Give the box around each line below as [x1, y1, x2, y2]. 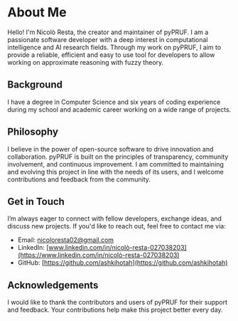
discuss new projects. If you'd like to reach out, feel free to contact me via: [7, 222, 226, 231]
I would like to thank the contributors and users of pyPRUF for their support [7, 298, 228, 307]
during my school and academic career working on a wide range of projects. [7, 105, 232, 114]
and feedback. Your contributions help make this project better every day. [7, 305, 223, 314]
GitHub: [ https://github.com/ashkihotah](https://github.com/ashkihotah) [17, 258, 228, 267]
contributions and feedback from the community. [7, 175, 151, 184]
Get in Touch [7, 195, 65, 207]
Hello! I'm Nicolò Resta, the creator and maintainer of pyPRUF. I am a [7, 28, 209, 36]
